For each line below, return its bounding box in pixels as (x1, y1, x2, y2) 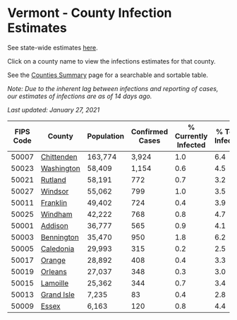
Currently (174, 131, 208, 141)
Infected (176, 140, 206, 150)
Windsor (40, 186, 69, 196)
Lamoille (40, 278, 69, 288)
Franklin (40, 198, 68, 208)
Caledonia (40, 244, 75, 254)
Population (87, 131, 125, 141)
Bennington (40, 232, 79, 242)
